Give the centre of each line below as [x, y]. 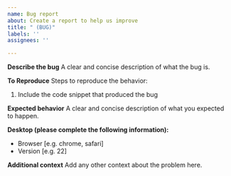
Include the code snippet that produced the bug [88, 95]
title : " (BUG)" [31, 27]
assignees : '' [28, 41]
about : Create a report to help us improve [73, 21]
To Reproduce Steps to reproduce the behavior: [77, 81]
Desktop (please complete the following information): [88, 130]
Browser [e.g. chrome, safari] [61, 144]
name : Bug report [33, 14]
